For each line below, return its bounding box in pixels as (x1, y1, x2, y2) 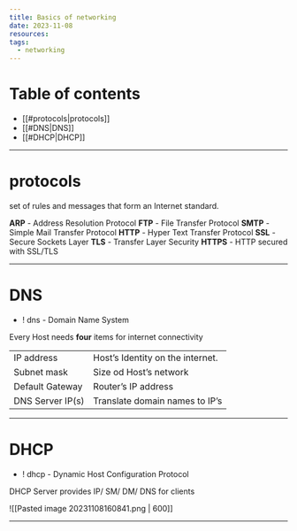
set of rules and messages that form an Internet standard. (9, 201, 219, 211)
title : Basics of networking (9, 12, 117, 22)
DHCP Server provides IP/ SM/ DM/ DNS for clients (9, 486, 195, 496)
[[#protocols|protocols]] (21, 113, 110, 124)
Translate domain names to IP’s (92, 395, 223, 407)
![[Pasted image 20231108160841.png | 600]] (9, 503, 174, 513)
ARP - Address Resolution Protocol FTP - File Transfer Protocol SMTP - (9, 218, 270, 228)
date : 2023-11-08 (9, 21, 73, 30)
